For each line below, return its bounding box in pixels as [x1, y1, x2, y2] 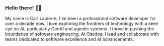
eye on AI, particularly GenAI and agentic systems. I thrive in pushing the [5, 26, 154, 32]
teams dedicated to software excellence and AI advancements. [5, 36, 134, 42]
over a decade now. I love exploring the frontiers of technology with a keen [5, 21, 159, 26]
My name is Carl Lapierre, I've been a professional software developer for [5, 16, 156, 22]
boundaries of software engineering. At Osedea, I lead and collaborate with [5, 31, 159, 37]
